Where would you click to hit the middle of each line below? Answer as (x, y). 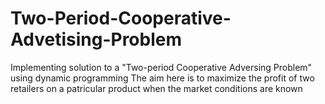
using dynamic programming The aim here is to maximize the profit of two (162, 78)
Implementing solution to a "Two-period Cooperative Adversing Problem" (161, 67)
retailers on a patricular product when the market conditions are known (156, 88)
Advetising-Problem (96, 39)
